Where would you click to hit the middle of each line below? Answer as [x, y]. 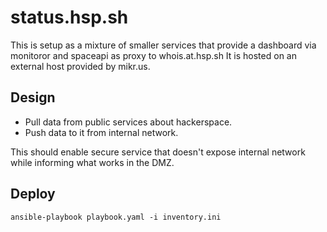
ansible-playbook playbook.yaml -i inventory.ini [116, 217]
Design [33, 97]
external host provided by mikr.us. [80, 66]
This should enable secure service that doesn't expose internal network [158, 152]
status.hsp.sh [69, 17]
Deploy [33, 194]
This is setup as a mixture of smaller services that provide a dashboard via [163, 45]
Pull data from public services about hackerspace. [128, 122]
